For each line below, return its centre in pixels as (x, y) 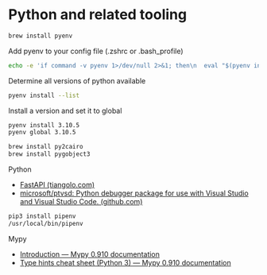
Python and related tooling (98, 15)
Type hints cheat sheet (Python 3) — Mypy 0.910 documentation (126, 262)
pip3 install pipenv (43, 216)
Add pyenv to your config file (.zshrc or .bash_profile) (96, 51)
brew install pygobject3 (49, 154)
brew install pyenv (41, 36)
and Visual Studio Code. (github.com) (81, 202)
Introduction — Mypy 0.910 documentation (90, 254)
